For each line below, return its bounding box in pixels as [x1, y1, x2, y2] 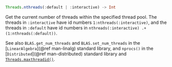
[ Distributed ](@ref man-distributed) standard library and [5, 51, 127, 57]
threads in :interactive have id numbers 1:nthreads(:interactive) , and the [5, 19, 167, 25]
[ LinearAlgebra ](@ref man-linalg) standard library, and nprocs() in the [5, 45, 154, 51]
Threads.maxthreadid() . [5, 56, 55, 62]
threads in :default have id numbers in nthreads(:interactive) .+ [5, 24, 147, 30]
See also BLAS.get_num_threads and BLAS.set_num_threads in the [5, 40, 140, 46]
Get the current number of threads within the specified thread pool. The [5, 14, 157, 20]
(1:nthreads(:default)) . [5, 30, 58, 36]
